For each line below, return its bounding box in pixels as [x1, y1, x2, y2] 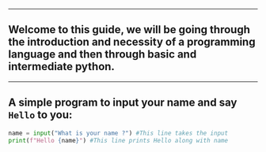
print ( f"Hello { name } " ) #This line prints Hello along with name [8, 136, 228, 144]
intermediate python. [8, 60, 115, 73]
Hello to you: [8, 108, 73, 122]
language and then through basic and [8, 48, 197, 61]
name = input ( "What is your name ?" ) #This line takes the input [8, 129, 228, 137]
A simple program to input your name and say [8, 96, 237, 109]
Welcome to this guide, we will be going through [8, 23, 251, 36]
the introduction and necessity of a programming [8, 35, 256, 49]
